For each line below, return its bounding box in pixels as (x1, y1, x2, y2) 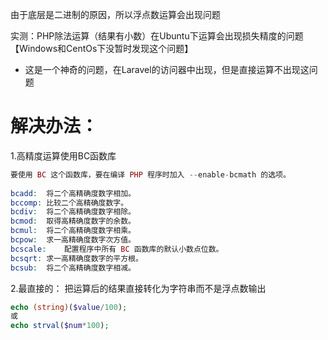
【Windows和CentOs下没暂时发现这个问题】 (10, 43, 194, 54)
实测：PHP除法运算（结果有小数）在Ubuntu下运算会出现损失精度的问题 (10, 30, 304, 42)
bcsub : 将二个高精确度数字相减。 (10, 263, 136, 273)
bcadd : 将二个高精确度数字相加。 (10, 188, 136, 198)
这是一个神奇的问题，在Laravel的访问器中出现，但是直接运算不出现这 (24, 64, 310, 75)
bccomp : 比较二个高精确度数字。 (10, 198, 129, 208)
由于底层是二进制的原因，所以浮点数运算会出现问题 (10, 9, 221, 20)
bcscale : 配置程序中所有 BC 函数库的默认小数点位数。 (10, 244, 224, 254)
